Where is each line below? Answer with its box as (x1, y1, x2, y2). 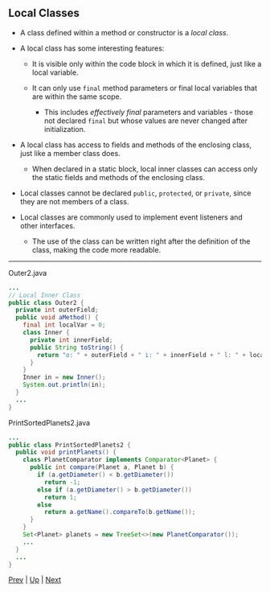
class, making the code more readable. (31, 245, 162, 254)
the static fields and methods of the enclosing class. (31, 172, 205, 182)
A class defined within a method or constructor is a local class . (19, 27, 229, 37)
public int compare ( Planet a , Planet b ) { (29, 463, 174, 471)
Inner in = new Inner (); (22, 373, 106, 381)
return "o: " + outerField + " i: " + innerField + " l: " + (37, 351, 247, 359)
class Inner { (22, 329, 70, 337)
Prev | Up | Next (8, 575, 62, 585)
